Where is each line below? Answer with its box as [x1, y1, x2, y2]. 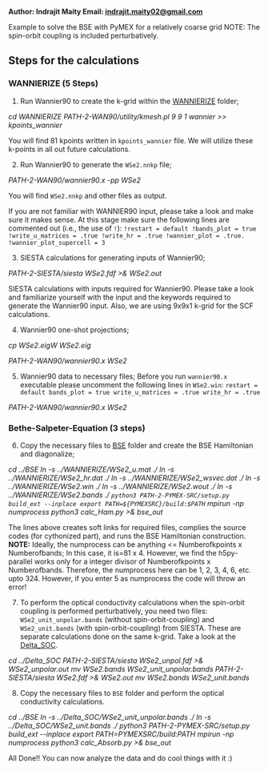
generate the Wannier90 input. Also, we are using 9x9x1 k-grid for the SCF [8, 300, 254, 311]
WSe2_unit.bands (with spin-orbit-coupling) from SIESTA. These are [19, 623, 242, 632]
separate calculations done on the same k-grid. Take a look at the [19, 632, 236, 641]
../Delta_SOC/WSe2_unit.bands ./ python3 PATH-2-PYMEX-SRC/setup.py [8, 721, 250, 730]
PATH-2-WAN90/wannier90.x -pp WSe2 [8, 175, 142, 185]
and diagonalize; [19, 448, 75, 459]
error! [8, 582, 27, 592]
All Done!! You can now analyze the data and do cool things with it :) [8, 753, 233, 763]
